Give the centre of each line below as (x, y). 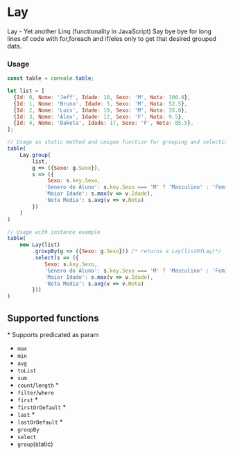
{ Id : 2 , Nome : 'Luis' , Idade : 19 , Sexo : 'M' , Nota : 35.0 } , (101, 110)
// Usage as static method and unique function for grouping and (103, 142)
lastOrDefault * (40, 422)
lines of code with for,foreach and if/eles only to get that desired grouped (112, 38)
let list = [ (26, 91)
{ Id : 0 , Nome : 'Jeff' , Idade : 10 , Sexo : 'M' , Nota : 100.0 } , (102, 97)
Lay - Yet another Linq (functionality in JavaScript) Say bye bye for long (109, 31)
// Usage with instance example (54, 232)
